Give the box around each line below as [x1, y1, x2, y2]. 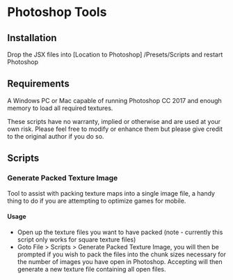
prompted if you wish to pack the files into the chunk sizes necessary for [17, 250, 226, 258]
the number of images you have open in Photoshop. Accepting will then [17, 257, 223, 265]
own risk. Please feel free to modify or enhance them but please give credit [7, 125, 223, 133]
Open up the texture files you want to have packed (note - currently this [17, 228, 223, 236]
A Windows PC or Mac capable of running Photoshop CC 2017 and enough [7, 96, 223, 104]
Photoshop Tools [7, 4, 107, 20]
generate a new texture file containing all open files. [17, 265, 166, 273]
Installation [7, 32, 57, 44]
